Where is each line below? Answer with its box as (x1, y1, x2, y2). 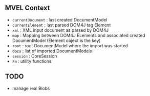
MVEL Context (5, 4, 50, 12)
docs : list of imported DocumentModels (12, 48, 92, 54)
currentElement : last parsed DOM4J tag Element (12, 22, 111, 28)
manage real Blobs (12, 85, 50, 91)
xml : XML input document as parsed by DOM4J (12, 27, 109, 33)
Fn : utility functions (12, 58, 52, 64)
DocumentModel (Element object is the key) (12, 38, 101, 43)
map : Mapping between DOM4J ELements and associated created (12, 32, 146, 38)
